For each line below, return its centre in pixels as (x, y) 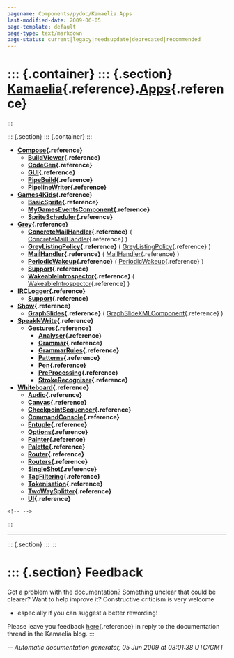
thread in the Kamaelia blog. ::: (51, 634)
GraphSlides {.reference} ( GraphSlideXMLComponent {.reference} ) (125, 313)
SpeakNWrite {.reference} (55, 321)
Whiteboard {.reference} (53, 387)
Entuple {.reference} (57, 425)
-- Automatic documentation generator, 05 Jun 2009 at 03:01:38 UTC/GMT (116, 647)
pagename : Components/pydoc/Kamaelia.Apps (70, 14)
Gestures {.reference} (60, 328)
